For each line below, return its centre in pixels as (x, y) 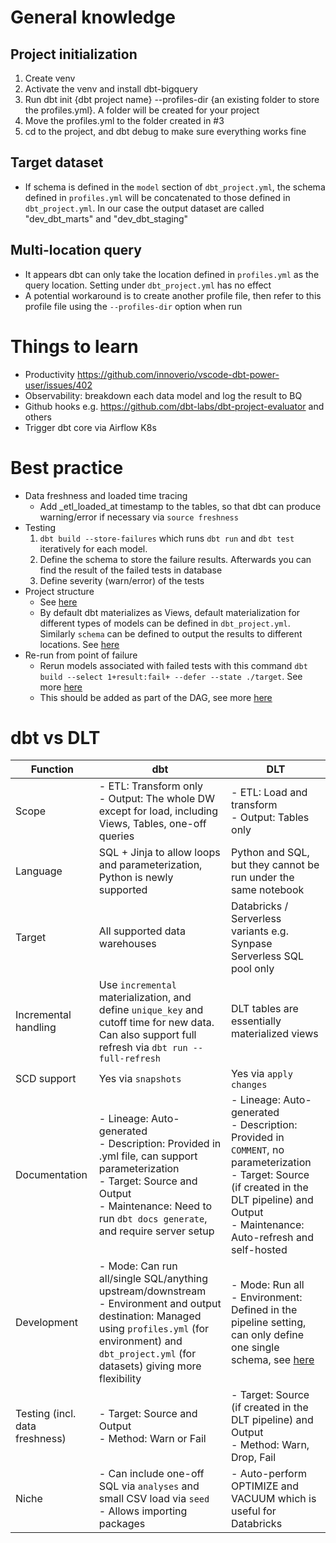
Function (52, 769)
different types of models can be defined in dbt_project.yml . (165, 623)
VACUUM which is (274, 1499)
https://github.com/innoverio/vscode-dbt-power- (178, 374)
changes (249, 1085)
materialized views (275, 1034)
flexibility (120, 1379)
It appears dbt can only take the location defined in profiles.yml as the (172, 274)
